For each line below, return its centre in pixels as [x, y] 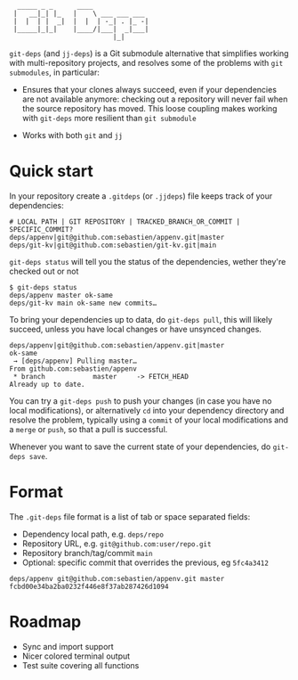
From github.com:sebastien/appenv [73, 369]
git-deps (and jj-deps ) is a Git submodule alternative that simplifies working [149, 53]
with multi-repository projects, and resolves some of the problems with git [146, 63]
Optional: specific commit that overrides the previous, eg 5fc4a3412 [145, 562]
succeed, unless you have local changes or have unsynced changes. [136, 329]
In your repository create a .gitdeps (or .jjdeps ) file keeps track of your [141, 196]
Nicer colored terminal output [76, 656]
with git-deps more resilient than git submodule [109, 118]
